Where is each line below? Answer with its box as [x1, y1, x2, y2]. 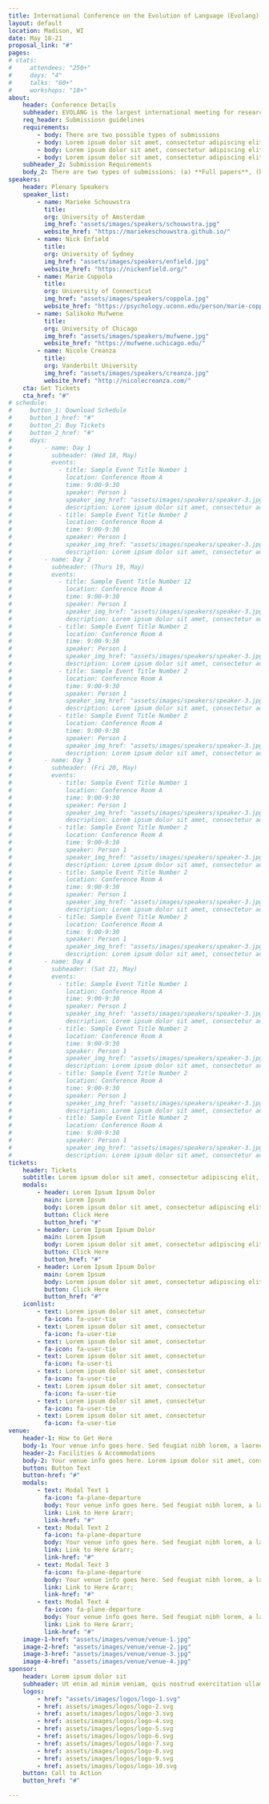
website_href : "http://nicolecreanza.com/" [43, 377, 192, 385]
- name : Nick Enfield [37, 236, 110, 244]
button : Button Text [22, 1464, 91, 1472]
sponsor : [8, 1665, 38, 1673]
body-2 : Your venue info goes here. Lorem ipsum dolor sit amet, [22, 1456, 246, 1464]
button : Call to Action [22, 1770, 102, 1778]
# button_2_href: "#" [8, 429, 94, 437]
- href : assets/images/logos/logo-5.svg [37, 1725, 174, 1733]
